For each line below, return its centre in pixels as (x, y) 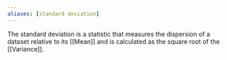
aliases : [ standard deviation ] (53, 14)
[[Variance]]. (26, 49)
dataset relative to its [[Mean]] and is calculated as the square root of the (114, 41)
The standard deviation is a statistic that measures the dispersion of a (109, 34)
